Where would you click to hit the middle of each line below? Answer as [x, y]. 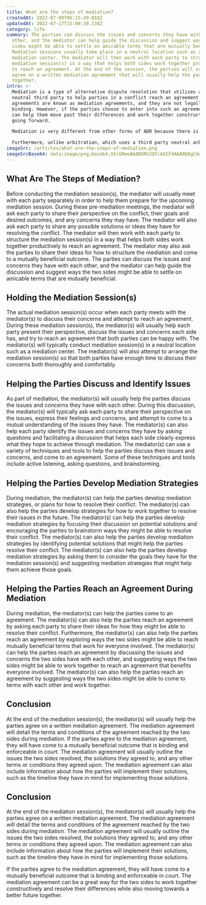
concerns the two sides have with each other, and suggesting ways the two [102, 659]
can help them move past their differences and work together [93, 115]
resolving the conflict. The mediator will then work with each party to [93, 233]
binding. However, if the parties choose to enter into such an [96, 109]
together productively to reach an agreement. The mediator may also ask [99, 245]
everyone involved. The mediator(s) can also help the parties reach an [95, 672]
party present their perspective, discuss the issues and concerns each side [101, 332]
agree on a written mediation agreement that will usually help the [101, 75]
